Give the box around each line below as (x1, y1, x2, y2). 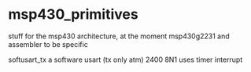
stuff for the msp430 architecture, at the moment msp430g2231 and (8, 31, 230, 41)
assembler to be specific (8, 39, 88, 49)
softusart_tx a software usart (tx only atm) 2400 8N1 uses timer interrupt (8, 55, 243, 64)
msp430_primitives (8, 5, 139, 23)
